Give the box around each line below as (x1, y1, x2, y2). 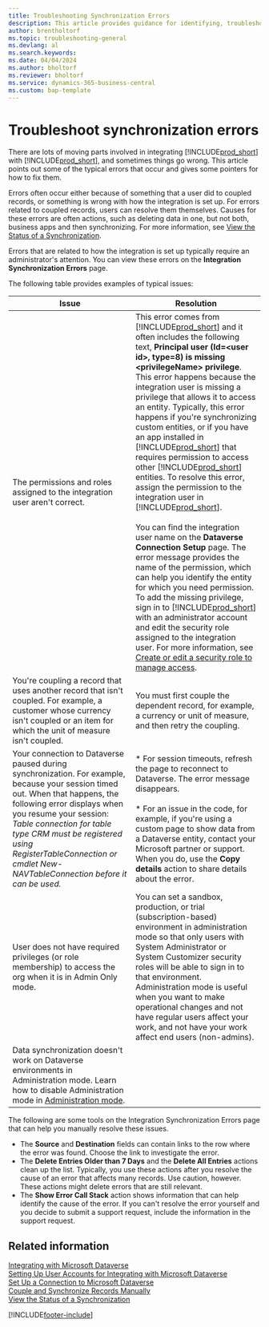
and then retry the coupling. (134, 720, 240, 732)
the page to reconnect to (134, 763, 229, 774)
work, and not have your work (134, 1022, 248, 1033)
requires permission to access (134, 452, 249, 463)
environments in (12, 1065, 74, 1076)
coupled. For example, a (12, 695, 102, 706)
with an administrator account (134, 612, 248, 623)
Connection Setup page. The (134, 542, 247, 553)
